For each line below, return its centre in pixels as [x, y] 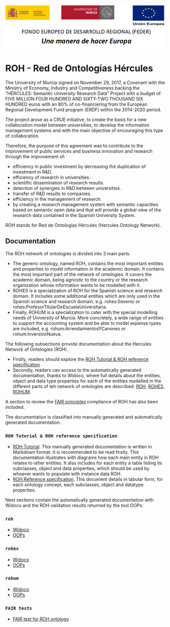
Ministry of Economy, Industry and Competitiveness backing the [73, 88]
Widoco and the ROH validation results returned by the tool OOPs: [74, 505]
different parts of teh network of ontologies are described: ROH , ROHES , [89, 386]
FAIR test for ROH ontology [41, 619]
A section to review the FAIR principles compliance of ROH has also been [82, 401]
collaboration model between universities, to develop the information [77, 125]
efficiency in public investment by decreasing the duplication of [79, 166]
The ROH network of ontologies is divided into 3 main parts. [68, 253]
